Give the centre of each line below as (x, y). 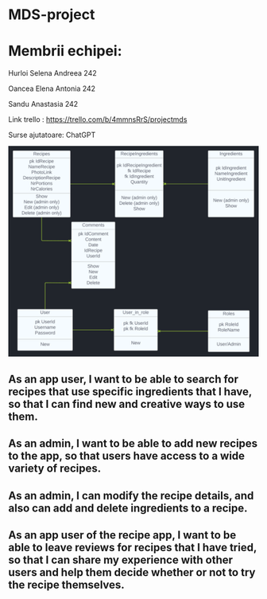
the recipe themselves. (66, 584)
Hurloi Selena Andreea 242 (52, 73)
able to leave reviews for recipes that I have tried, (132, 547)
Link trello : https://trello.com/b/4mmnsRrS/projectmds (98, 119)
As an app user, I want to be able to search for (124, 379)
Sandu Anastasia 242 (43, 104)
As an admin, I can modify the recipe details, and (131, 495)
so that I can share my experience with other (120, 560)
